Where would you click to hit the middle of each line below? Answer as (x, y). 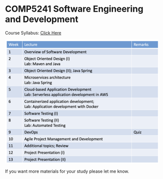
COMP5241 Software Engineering (74, 9)
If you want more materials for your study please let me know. (67, 171)
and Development (42, 19)
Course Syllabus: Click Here (33, 33)
